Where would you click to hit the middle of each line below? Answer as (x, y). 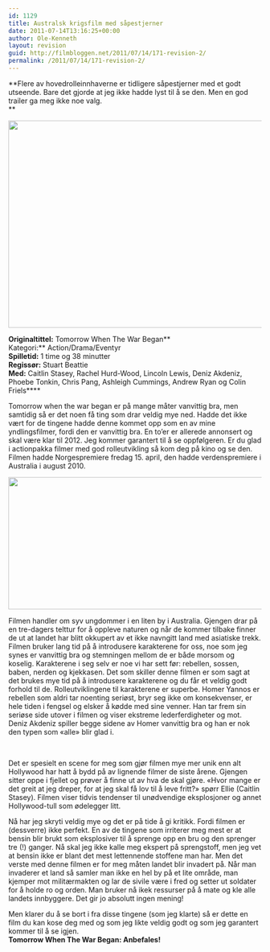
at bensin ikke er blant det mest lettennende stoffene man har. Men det (126, 855)
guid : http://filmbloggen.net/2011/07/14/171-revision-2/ (107, 53)
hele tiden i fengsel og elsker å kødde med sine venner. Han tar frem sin (127, 706)
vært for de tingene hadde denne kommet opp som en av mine (112, 422)
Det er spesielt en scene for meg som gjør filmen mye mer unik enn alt (125, 763)
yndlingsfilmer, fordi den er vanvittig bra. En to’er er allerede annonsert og (131, 431)
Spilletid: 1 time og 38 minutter (59, 356)
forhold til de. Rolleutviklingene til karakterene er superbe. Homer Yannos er (134, 689)
